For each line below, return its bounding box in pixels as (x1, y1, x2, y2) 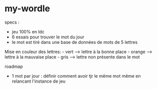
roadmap (4, 63, 23, 69)
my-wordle (4, 3, 50, 14)
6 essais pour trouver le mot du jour (11, 34, 85, 40)
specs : (4, 19, 20, 25)
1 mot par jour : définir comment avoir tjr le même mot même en (11, 73, 141, 79)
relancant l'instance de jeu (11, 78, 66, 84)
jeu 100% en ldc (11, 29, 45, 34)
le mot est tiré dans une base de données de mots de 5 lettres (11, 39, 138, 45)
